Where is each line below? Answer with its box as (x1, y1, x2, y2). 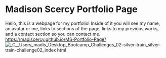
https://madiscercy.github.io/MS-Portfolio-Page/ (5, 36, 106, 42)
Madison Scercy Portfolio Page (5, 4, 138, 15)
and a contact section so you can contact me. (5, 31, 101, 37)
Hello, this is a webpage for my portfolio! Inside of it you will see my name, (5, 20, 160, 26)
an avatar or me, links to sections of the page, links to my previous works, (5, 25, 159, 31)
